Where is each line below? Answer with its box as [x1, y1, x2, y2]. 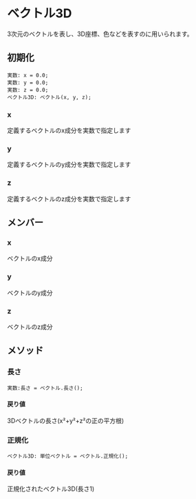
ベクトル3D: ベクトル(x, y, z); [7, 94, 91, 101]
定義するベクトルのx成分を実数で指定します [7, 126, 131, 134]
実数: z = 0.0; [7, 86, 49, 93]
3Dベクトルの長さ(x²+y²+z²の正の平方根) [7, 416, 124, 425]
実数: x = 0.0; [7, 72, 49, 79]
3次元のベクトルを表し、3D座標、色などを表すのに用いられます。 [7, 30, 193, 38]
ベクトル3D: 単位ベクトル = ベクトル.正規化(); [7, 453, 129, 460]
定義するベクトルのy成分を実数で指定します [7, 161, 131, 169]
